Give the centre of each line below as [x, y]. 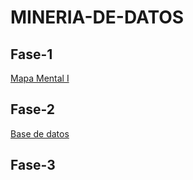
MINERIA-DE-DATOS [97, 17]
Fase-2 [33, 109]
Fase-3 [33, 165]
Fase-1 [31, 54]
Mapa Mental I [40, 78]
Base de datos [40, 133]
